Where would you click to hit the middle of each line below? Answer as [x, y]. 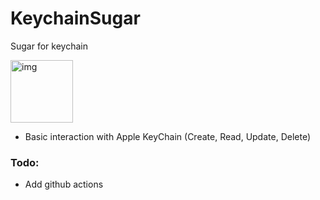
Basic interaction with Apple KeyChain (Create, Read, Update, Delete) [168, 136]
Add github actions [64, 184]
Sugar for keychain [49, 46]
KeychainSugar [75, 18]
